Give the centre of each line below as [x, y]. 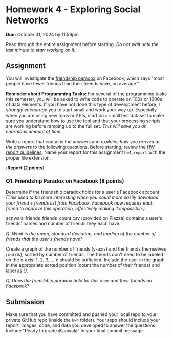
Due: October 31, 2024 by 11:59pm [42, 34]
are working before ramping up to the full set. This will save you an [77, 126]
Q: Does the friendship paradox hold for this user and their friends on [79, 281]
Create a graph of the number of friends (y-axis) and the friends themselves [86, 249]
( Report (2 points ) [25, 168]
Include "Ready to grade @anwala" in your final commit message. [75, 330]
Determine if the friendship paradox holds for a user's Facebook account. [83, 192]
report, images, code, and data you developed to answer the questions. [81, 325]
